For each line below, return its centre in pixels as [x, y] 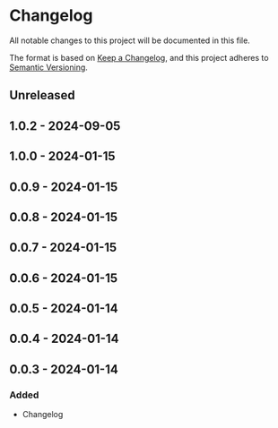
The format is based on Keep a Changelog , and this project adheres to [139, 57]
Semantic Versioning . [48, 67]
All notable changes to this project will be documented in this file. [130, 40]
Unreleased [43, 95]
